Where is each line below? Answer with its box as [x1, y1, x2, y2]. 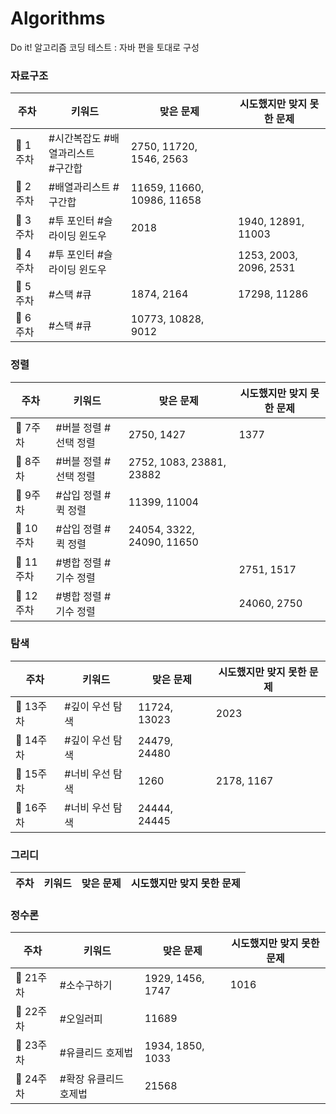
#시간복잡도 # [48, 132, 111, 146]
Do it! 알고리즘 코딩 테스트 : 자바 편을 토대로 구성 [10, 41, 200, 53]
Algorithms [10, 7, 106, 30]
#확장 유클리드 [59, 1072, 125, 1086]
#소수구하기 [59, 978, 113, 992]
